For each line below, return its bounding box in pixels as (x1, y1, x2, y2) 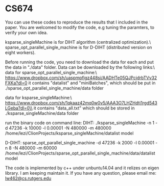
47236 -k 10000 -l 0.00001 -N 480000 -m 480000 (9, 125, 112, 131)
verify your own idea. (5, 29, 48, 35)
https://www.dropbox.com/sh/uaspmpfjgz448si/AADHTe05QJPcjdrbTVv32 (5, 75, 157, 80)
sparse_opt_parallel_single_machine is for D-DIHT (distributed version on (5, 44, 152, 50)
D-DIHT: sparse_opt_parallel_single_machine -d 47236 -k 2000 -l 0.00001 (5, 139, 155, 145)
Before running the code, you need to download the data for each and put (5, 59, 154, 65)
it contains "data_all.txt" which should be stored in (33, 105, 135, 111)
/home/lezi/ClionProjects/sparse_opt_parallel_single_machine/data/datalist (5, 150, 156, 156)
